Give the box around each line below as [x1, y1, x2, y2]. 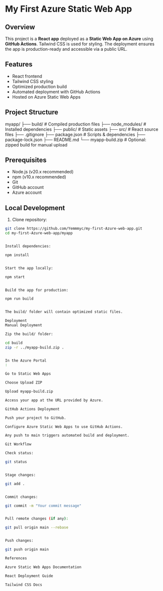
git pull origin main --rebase [5, 525, 69, 530]
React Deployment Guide [5, 573, 54, 578]
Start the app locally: [5, 265, 54, 270]
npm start [5, 274, 25, 279]
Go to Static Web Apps [5, 371, 51, 376]
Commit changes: [5, 494, 38, 499]
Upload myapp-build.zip [5, 389, 54, 394]
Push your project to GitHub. [5, 415, 67, 420]
